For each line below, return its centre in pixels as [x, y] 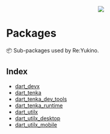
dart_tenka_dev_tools [41, 99]
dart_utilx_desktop [38, 118]
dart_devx [27, 86]
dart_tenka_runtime [39, 105]
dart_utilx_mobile [36, 124]
